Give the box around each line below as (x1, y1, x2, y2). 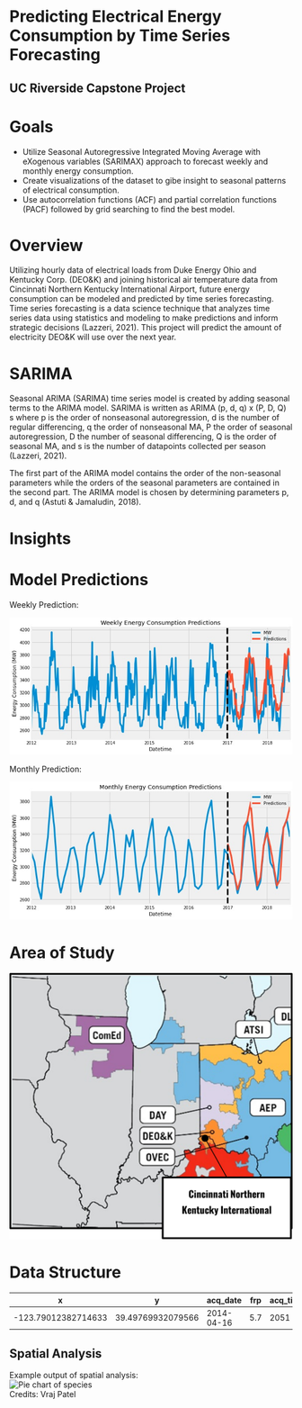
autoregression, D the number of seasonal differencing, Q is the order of (9, 431, 277, 442)
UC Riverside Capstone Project (9, 80, 186, 95)
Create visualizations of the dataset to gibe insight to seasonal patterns (22, 175, 287, 185)
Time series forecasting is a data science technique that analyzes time (9, 303, 271, 314)
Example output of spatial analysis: (9, 1370, 139, 1381)
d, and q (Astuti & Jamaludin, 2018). (9, 497, 142, 508)
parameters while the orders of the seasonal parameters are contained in (9, 477, 280, 488)
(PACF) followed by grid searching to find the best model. (22, 203, 235, 214)
